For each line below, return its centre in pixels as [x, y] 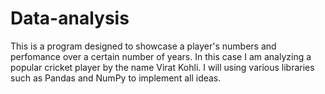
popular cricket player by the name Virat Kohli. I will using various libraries [162, 67]
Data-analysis [70, 18]
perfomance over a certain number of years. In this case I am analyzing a [161, 56]
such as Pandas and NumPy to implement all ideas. [116, 78]
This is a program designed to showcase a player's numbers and [143, 46]
